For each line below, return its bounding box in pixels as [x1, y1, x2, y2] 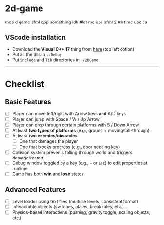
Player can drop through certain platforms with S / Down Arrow [12, 122, 139, 128]
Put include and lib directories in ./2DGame [12, 57, 99, 63]
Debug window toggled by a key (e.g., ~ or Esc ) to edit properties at [12, 160, 148, 166]
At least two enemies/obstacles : [12, 133, 79, 138]
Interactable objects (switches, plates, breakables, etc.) [12, 204, 124, 210]
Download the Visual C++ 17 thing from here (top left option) [12, 46, 135, 52]
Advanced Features [5, 185, 66, 194]
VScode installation [5, 33, 66, 42]
